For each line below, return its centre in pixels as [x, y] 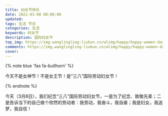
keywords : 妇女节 [22, 33]
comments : [15, 47]
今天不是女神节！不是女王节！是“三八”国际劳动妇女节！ [62, 76]
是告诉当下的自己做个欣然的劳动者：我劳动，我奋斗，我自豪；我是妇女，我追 [84, 102]
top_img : [14, 42]
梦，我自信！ [18, 109]
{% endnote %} [21, 86]
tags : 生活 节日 [20, 24]
